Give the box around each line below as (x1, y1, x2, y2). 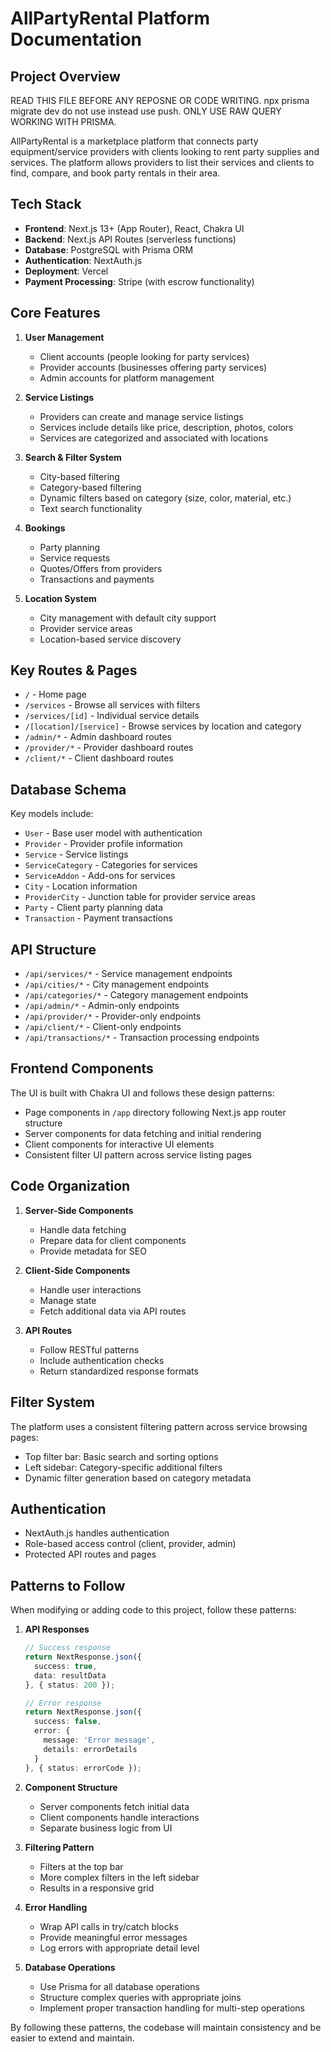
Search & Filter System (24, 451, 122, 463)
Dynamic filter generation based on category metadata (24, 1472, 252, 1484)
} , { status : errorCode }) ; (24, 1763, 142, 1773)
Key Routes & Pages (10, 662, 138, 679)
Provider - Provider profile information (24, 838, 183, 850)
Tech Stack (10, 196, 82, 213)
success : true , (34, 1661, 98, 1671)
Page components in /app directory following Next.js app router (24, 1106, 287, 1118)
